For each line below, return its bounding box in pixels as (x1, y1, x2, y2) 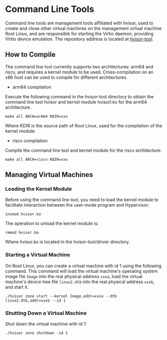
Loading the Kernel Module (5, 186, 72, 193)
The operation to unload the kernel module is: (5, 221, 99, 227)
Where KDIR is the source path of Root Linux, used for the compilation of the (5, 122, 163, 128)
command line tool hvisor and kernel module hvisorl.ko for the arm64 (5, 99, 147, 105)
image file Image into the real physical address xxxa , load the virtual (5, 273, 143, 279)
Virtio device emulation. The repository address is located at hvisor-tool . (5, 36, 154, 42)
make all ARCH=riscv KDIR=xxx (5, 157, 68, 162)
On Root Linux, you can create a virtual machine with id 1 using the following (5, 263, 162, 269)
